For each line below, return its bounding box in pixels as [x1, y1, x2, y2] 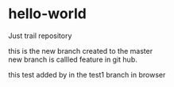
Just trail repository [8, 31, 72, 40]
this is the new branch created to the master [8, 46, 153, 55]
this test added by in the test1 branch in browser [8, 70, 166, 79]
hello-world [8, 5, 87, 23]
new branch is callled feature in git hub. [8, 55, 137, 64]
